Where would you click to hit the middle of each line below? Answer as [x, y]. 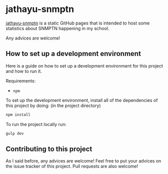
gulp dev [15, 133]
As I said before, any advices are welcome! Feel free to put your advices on [83, 161]
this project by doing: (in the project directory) [53, 105]
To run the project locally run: [36, 124]
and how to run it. [24, 71]
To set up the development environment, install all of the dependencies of [82, 100]
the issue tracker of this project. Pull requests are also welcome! [72, 166]
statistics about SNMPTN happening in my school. [58, 28]
